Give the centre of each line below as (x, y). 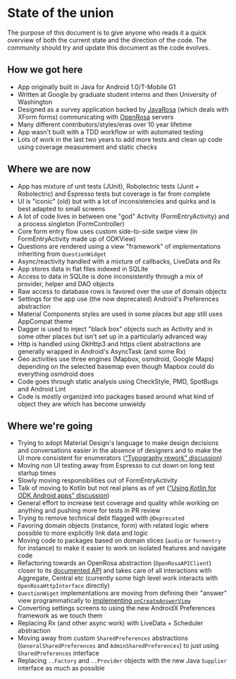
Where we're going (50, 426)
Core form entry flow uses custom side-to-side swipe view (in (107, 231)
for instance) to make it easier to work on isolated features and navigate (122, 548)
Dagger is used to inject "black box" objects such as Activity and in (115, 329)
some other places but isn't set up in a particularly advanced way (112, 336)
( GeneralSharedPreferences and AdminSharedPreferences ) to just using (118, 646)
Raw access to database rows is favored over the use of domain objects (122, 291)
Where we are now (49, 169)
